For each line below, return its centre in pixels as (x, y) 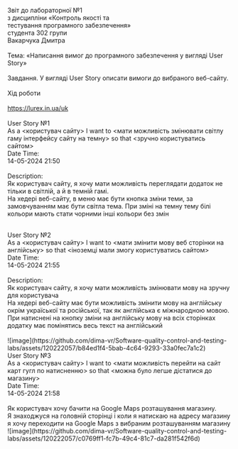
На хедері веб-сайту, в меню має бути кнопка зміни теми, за (100, 199)
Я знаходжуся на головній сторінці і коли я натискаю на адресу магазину (119, 416)
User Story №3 (29, 355)
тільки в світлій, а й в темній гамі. (58, 191)
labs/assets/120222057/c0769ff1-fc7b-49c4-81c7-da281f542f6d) (104, 438)
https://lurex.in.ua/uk (38, 108)
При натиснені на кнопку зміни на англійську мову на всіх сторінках (112, 318)
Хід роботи (24, 93)
